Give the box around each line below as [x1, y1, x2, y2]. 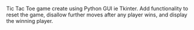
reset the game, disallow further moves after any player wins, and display [6, 11, 187, 18]
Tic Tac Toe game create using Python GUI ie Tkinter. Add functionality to [6, 5, 189, 12]
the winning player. [6, 18, 53, 24]
